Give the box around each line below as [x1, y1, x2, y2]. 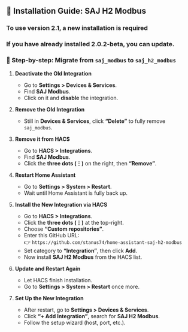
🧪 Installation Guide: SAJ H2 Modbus [6, 6, 147, 16]
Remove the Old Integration [14, 105, 85, 113]
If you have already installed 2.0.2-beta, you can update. [6, 40, 175, 49]
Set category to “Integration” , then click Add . [23, 247, 138, 254]
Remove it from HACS [14, 135, 70, 143]
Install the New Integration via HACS [14, 201, 108, 208]
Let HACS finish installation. [23, 276, 93, 283]
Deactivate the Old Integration [14, 70, 92, 77]
